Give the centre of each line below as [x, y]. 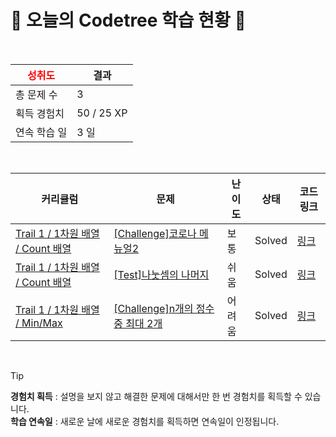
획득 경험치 [40, 113]
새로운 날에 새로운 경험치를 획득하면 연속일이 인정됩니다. [169, 421]
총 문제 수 [36, 94]
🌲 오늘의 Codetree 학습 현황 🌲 [128, 20]
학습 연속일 [31, 421]
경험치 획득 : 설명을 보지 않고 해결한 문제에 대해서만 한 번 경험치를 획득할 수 [156, 396]
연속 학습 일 [41, 132]
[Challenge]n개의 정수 [164, 308]
